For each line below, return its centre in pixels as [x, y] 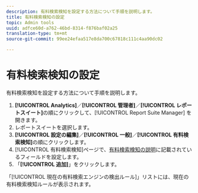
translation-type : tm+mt [37, 34]
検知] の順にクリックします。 [55, 142]
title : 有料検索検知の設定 [36, 17]
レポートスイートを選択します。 [54, 127]
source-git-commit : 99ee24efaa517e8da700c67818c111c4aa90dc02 [84, 39]
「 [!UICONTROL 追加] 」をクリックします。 [67, 164]
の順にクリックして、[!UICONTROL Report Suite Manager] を [117, 112]
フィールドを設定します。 [51, 156]
